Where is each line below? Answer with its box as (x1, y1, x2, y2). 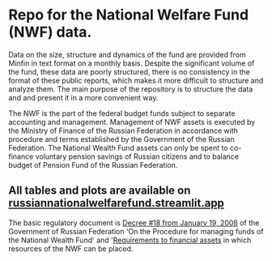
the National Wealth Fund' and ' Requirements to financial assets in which (8, 235, 252, 245)
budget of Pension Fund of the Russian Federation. (8, 160, 178, 169)
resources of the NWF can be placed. (8, 243, 134, 253)
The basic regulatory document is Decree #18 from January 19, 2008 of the (8, 217, 260, 228)
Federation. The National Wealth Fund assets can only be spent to (8, 143, 228, 152)
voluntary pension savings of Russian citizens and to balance (35, 152, 240, 161)
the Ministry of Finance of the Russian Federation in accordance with (8, 126, 239, 135)
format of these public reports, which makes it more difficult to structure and (8, 75, 264, 85)
